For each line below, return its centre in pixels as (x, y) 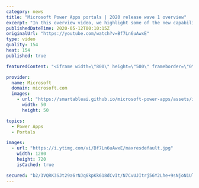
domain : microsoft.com (39, 88)
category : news (25, 12)
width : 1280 (31, 154)
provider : (18, 77)
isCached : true (36, 165)
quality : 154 (22, 45)
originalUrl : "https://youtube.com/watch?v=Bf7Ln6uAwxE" (78, 34)
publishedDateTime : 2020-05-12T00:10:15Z (58, 28)
